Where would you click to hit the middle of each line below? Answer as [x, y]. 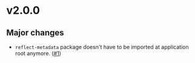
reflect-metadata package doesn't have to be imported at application [102, 47]
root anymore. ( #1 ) [38, 53]
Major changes [35, 33]
